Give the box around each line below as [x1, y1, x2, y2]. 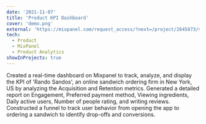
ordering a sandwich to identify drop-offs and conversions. [6, 110, 156, 118]
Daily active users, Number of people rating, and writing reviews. [6, 98, 170, 105]
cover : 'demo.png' [6, 20, 53, 26]
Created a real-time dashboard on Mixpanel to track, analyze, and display [6, 71, 192, 79]
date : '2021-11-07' [6, 9, 56, 15]
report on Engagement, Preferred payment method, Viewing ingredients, [6, 91, 189, 98]
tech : [6, 32, 20, 38]
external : [6, 26, 32, 33]
